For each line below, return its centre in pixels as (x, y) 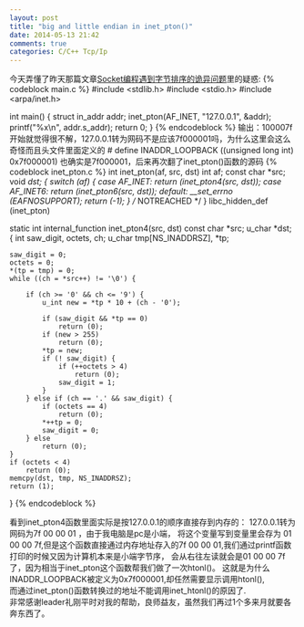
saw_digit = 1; (87, 383)
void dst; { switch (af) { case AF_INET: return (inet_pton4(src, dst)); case (146, 182)
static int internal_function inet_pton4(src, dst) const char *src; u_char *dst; (151, 228)
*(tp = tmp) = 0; (42, 271)
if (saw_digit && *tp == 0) (95, 319)
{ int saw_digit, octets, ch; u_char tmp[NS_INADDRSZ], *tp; (119, 238)
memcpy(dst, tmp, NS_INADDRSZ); (71, 479)
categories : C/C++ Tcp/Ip (58, 52)
